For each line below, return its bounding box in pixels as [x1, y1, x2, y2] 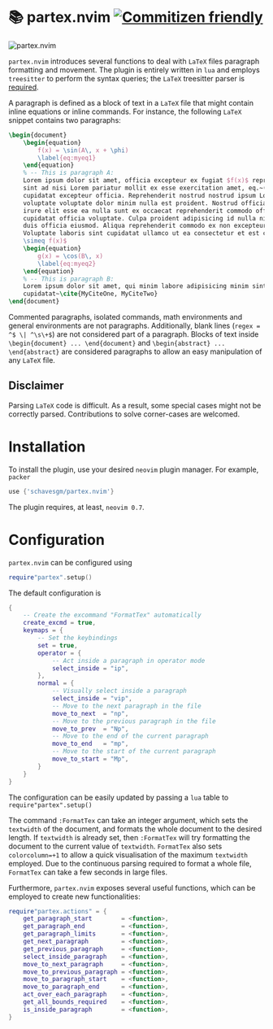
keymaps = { [23, 626, 63, 634]
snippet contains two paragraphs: [8, 115, 122, 124]
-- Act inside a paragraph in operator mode [51, 656, 206, 665]
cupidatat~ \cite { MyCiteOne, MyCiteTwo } [23, 290, 158, 299]
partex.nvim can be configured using [8, 557, 132, 567]
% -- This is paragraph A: [23, 169, 115, 177]
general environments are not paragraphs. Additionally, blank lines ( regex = [8, 320, 261, 331]
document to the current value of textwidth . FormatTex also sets [8, 841, 223, 851]
